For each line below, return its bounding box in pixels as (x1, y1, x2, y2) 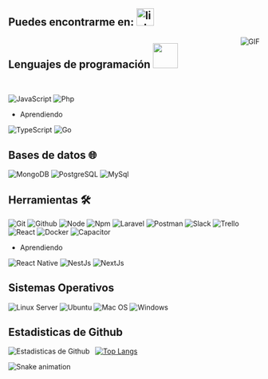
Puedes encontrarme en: (8, 15, 134, 29)
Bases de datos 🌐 (8, 148, 97, 162)
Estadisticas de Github (8, 326, 124, 339)
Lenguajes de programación (8, 57, 151, 71)
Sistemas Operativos (8, 281, 114, 295)
